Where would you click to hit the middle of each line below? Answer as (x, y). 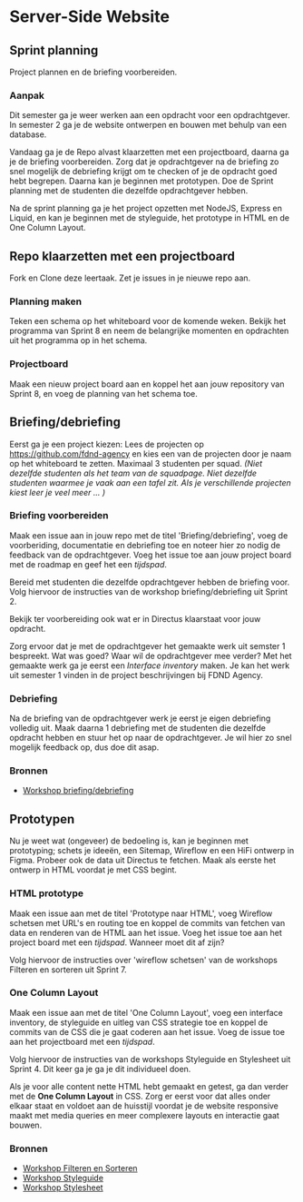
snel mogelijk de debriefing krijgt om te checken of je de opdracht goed (143, 172)
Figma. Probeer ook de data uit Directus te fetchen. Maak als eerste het (143, 861)
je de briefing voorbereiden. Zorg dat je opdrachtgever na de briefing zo (144, 162)
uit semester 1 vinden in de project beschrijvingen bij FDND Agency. (136, 675)
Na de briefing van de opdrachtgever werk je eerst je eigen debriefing (140, 718)
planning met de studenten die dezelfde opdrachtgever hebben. (129, 191)
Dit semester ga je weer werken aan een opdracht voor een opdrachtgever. (150, 115)
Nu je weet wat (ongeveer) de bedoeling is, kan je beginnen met (129, 841)
